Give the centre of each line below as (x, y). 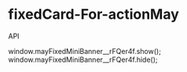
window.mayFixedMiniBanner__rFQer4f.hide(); (83, 59)
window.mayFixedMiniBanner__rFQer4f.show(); (84, 51)
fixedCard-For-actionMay (93, 14)
